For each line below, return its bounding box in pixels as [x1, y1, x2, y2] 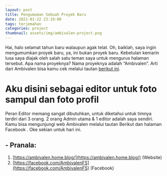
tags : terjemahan [5, 21, 42, 27]
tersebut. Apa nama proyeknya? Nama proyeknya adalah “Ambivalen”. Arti [5, 61, 158, 66]
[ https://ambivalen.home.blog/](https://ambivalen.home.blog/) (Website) [12, 154, 162, 160]
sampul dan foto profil [5, 94, 99, 105]
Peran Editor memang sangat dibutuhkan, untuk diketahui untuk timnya [5, 110, 152, 116]
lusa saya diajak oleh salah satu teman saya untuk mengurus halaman [5, 55, 149, 61]
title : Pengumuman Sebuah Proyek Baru [5, 12, 86, 17]
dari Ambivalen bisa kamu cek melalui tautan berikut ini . [5, 66, 120, 72]
